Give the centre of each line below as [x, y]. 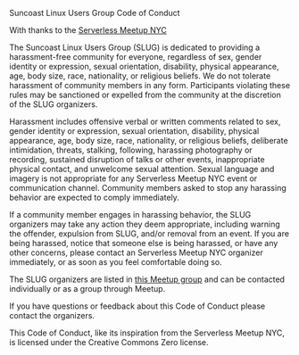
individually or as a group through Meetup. [87, 289]
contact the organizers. [52, 315]
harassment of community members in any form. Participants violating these [150, 85]
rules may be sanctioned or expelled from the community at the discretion [145, 95]
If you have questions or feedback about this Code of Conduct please [137, 306]
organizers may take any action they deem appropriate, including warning [145, 224]
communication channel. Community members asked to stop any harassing [148, 188]
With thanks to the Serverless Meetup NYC [88, 30]
